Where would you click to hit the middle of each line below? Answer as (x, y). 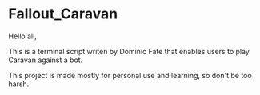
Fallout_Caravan (63, 14)
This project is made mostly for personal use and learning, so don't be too (130, 75)
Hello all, (23, 36)
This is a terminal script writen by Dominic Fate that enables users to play (129, 51)
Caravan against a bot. (46, 60)
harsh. (19, 84)
